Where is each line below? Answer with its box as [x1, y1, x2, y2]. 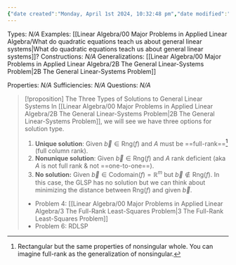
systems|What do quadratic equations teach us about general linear [7, 44, 204, 53]
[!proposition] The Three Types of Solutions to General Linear [24, 94, 203, 103]
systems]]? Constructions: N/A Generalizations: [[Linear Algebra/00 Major [7, 52, 221, 61]
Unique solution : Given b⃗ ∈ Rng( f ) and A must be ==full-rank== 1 [34, 138, 228, 148]
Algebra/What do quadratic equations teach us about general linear [7, 37, 202, 46]
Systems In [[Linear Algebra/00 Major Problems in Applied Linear [24, 101, 213, 110]
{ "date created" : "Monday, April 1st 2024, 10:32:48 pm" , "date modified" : [7, 10, 228, 18]
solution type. [24, 124, 65, 132]
